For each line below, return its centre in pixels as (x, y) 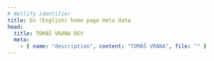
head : (15, 27)
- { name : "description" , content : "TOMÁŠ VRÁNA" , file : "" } (113, 46)
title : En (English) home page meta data (69, 20)
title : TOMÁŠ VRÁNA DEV (48, 33)
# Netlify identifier (39, 14)
